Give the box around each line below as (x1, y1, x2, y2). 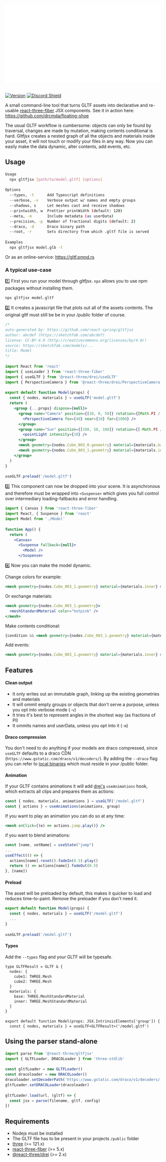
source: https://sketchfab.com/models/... (5, 343, 94, 348)
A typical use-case (5, 266, 52, 273)
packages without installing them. (5, 285, 74, 291)
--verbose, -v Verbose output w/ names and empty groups (9, 198, 136, 203)
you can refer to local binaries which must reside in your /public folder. (5, 761, 149, 767)
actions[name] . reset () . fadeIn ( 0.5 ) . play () (9, 858, 98, 863)
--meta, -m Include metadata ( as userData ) (9, 214, 114, 219)
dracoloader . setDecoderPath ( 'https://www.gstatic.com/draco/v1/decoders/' (5, 1077, 163, 1083)
